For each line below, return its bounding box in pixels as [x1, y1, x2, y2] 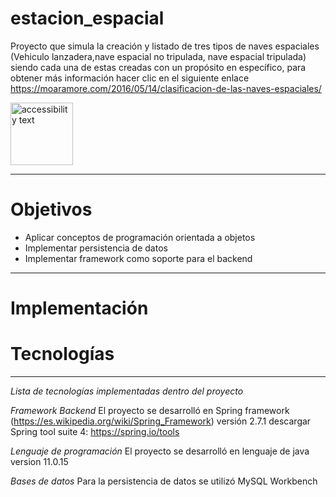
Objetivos [10, 198, 93, 221]
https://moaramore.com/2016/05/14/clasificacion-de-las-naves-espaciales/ [10, 82, 322, 94]
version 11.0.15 [10, 456, 69, 467]
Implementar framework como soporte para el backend [24, 252, 253, 264]
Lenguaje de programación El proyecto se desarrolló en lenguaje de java [10, 445, 310, 457]
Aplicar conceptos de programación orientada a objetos [24, 231, 256, 243]
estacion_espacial [10, 7, 165, 30]
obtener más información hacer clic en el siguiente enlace [10, 72, 250, 84]
